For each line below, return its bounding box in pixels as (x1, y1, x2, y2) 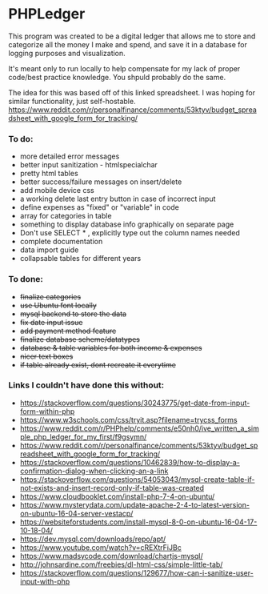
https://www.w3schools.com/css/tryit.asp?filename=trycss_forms (19, 415, 238, 424)
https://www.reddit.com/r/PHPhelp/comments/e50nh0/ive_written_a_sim (19, 423, 260, 433)
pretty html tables (19, 169, 78, 179)
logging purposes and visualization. (8, 48, 126, 58)
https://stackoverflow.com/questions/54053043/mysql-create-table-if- (19, 474, 255, 484)
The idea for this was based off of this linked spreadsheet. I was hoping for (8, 87, 256, 97)
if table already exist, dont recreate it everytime (19, 359, 176, 369)
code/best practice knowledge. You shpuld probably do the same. (8, 72, 226, 82)
